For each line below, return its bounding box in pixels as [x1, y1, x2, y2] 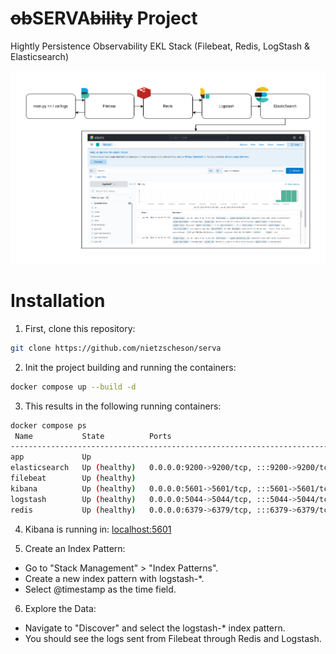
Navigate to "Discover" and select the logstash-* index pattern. [24, 622, 286, 634]
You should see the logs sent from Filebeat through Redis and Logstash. [24, 632, 322, 644]
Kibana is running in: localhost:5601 [24, 523, 172, 535]
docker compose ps [10, 420, 87, 431]
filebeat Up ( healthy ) [10, 473, 137, 483]
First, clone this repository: [24, 322, 136, 334]
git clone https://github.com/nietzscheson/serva [10, 343, 222, 353]
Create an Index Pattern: [24, 542, 126, 554]
